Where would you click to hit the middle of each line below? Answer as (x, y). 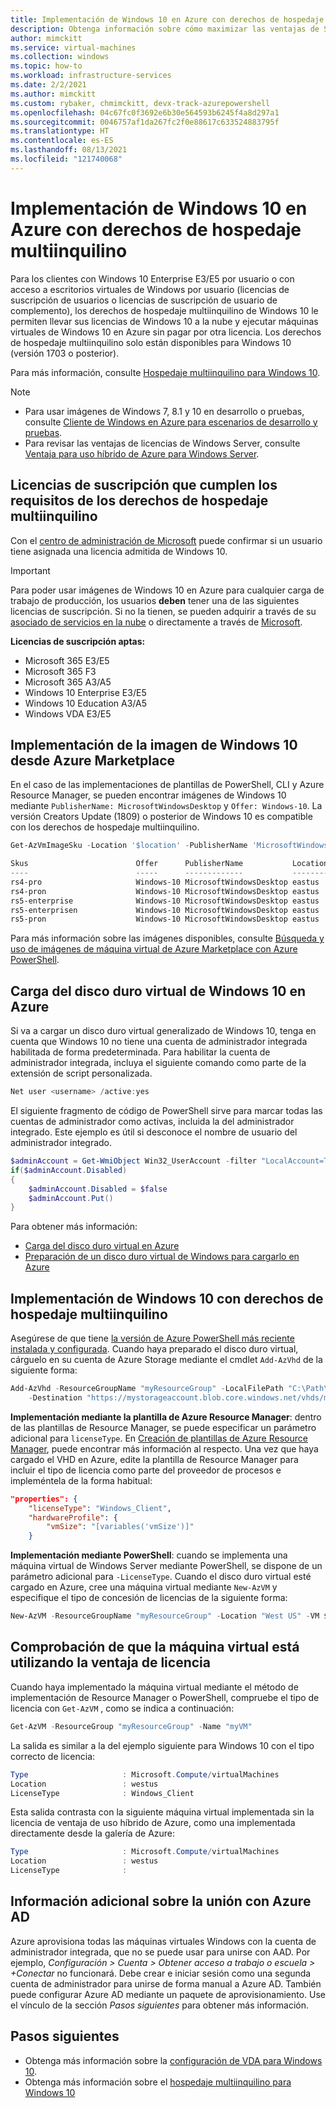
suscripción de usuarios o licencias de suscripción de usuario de (144, 300)
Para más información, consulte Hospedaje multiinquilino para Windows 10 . (165, 372)
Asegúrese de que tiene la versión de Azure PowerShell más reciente (152, 1338)
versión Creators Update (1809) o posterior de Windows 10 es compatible (161, 817)
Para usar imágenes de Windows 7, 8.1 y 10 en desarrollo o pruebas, (164, 411)
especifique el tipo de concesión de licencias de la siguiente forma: (149, 1598)
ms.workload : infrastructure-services (91, 76)
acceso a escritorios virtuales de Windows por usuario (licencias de (150, 289)
